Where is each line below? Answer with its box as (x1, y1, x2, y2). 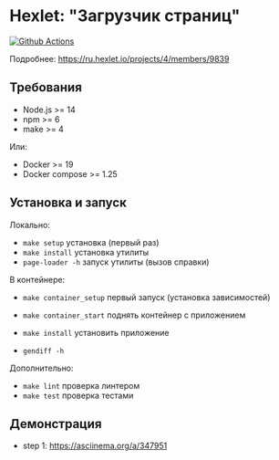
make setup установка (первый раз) (22, 236, 160, 247)
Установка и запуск (9, 195, 128, 211)
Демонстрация (9, 416, 102, 432)
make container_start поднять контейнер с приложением (22, 309, 246, 320)
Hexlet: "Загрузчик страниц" (9, 5, 241, 26)
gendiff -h (22, 346, 65, 356)
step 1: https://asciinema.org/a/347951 (22, 440, 168, 452)
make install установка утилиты (22, 246, 149, 257)
